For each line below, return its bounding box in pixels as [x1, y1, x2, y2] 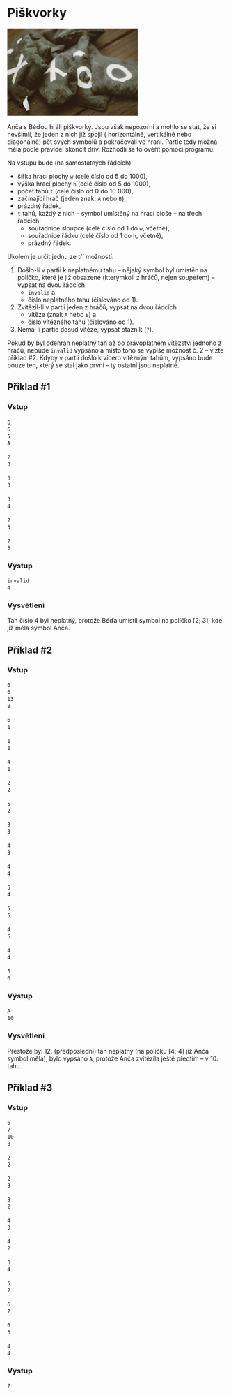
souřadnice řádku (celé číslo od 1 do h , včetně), [27, 231, 164, 239]
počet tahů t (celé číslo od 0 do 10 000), [17, 186, 134, 195]
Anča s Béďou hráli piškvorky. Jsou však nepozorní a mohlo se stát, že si [7, 122, 217, 131]
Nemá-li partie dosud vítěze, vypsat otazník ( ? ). [17, 325, 154, 333]
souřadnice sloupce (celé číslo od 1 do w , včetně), [27, 223, 170, 232]
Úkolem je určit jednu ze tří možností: [7, 252, 114, 260]
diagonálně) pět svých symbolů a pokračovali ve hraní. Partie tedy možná [7, 138, 218, 146]
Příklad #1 [7, 381, 51, 393]
